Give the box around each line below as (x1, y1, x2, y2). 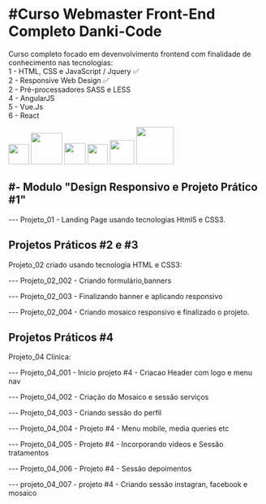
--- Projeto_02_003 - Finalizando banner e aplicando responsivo (8, 291, 223, 301)
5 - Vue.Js (8, 102, 44, 111)
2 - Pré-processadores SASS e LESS (8, 85, 131, 94)
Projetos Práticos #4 (8, 330, 114, 344)
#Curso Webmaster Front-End (8, 5, 216, 24)
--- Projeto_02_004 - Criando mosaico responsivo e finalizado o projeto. (8, 306, 250, 317)
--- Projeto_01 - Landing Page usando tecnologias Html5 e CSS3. (8, 215, 225, 224)
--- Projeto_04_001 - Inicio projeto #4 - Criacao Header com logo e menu (8, 367, 253, 378)
